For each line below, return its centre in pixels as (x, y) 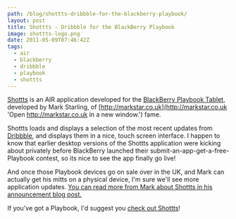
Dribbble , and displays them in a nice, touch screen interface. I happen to (114, 136)
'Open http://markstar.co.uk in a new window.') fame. (84, 114)
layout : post (26, 20)
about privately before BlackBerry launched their (78, 151)
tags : (15, 47)
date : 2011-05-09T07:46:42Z (49, 40)
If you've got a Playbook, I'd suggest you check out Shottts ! (94, 208)
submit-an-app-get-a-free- (190, 151)
